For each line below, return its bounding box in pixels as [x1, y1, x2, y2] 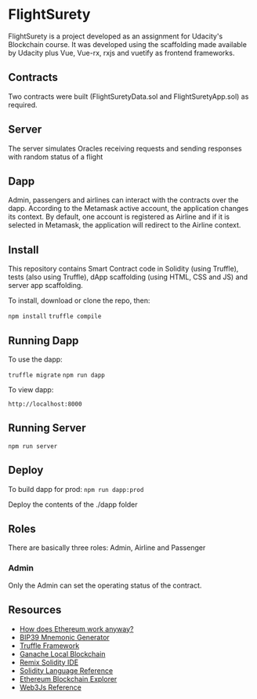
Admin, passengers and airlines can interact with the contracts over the [8, 195, 239, 205]
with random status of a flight [8, 151, 103, 162]
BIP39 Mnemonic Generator [19, 632, 110, 642]
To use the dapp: [8, 355, 63, 364]
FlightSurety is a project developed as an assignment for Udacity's [8, 31, 223, 41]
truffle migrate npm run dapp [8, 371, 106, 379]
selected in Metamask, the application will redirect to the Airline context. [8, 220, 241, 230]
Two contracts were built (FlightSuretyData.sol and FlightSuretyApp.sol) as [8, 92, 249, 101]
